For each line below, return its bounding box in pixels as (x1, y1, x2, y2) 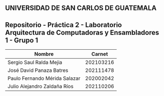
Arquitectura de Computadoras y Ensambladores (5, 28, 160, 36)
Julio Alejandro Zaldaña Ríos (7, 83, 74, 90)
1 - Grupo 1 (5, 36, 39, 44)
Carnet (91, 51, 108, 58)
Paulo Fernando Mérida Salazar (7, 75, 81, 82)
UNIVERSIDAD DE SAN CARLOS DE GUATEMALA (5, 4, 157, 12)
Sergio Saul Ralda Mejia (7, 59, 63, 66)
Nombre (34, 51, 54, 58)
